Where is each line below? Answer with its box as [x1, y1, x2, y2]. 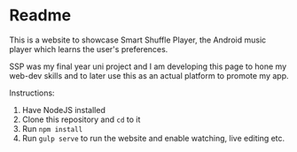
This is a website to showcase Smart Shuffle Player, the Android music [9, 34, 267, 45]
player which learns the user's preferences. [9, 43, 168, 54]
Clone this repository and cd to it [21, 114, 141, 125]
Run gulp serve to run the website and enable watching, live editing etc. [21, 133, 285, 143]
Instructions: [9, 87, 55, 98]
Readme [9, 5, 72, 26]
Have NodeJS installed [21, 104, 106, 115]
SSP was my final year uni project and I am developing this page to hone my [9, 61, 287, 72]
